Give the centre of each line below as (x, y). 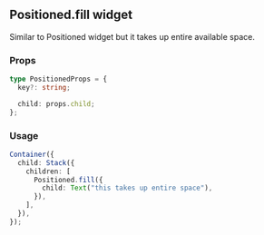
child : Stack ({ (46, 162)
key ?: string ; (44, 87)
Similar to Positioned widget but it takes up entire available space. (132, 36)
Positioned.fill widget (71, 15)
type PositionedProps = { (58, 79)
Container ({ (32, 154)
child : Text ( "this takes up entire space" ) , (127, 188)
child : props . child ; (56, 103)
